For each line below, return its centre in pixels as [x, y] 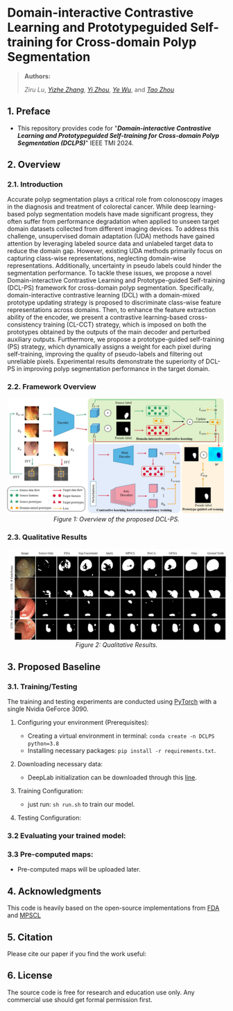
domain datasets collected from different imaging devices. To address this [113, 229]
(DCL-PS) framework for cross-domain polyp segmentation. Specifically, [111, 288]
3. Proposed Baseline [54, 667]
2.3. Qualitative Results [48, 537]
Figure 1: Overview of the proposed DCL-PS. [116, 519]
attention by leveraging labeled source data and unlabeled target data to [110, 243]
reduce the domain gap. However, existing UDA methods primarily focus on [115, 251]
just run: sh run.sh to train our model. [81, 804]
